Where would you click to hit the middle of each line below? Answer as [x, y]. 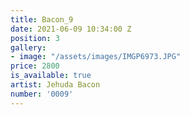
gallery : [28, 47]
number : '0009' [42, 94]
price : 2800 [35, 66]
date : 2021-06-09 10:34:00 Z [71, 29]
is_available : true [51, 76]
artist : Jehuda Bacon [55, 85]
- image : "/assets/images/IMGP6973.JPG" [96, 57]
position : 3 [35, 38]
